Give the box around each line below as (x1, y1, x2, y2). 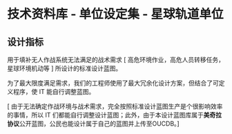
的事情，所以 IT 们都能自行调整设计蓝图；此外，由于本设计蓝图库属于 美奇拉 (7, 111, 222, 119)
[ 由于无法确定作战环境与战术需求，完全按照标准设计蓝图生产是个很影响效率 (7, 102, 223, 111)
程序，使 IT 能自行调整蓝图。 (12, 88, 95, 95)
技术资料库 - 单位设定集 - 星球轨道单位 (7, 6, 224, 22)
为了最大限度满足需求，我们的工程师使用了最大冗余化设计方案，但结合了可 (7, 79, 219, 87)
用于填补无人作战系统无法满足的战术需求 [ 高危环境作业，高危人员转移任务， (7, 56, 224, 64)
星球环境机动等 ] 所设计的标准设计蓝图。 (7, 64, 122, 73)
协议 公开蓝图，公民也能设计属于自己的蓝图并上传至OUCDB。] (7, 119, 180, 128)
